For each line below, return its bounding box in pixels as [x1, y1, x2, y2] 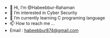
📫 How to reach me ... [9, 20, 55, 26]
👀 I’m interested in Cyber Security [9, 10, 77, 16]
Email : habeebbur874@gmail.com [9, 27, 79, 33]
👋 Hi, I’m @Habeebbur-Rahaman [9, 5, 75, 10]
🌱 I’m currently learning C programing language [9, 15, 106, 20]
